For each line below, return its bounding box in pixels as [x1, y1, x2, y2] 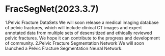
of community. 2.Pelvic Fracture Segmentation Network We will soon [5, 40, 144, 46]
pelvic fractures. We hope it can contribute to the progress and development [5, 35, 160, 41]
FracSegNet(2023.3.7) [5, 3, 99, 15]
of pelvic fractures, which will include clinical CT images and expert [5, 24, 142, 30]
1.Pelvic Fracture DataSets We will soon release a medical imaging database [5, 19, 159, 25]
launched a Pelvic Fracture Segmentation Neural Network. [5, 45, 123, 51]
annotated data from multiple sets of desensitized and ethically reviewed [5, 30, 152, 36]
